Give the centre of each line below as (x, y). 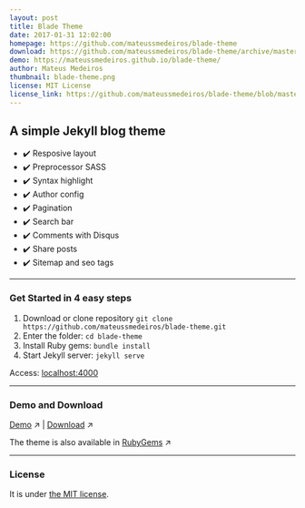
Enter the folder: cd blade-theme (83, 335)
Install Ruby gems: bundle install (87, 345)
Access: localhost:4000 (54, 372)
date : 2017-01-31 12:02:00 (60, 35)
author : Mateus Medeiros (56, 69)
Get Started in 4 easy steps (70, 299)
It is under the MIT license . (59, 494)
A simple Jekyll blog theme (88, 131)
